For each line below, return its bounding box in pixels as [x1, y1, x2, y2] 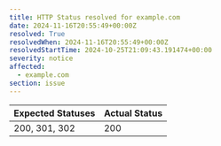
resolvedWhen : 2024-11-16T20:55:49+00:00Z [9, 37, 169, 47]
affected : [9, 63, 46, 72]
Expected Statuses [13, 107, 96, 119]
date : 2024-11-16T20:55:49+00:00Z [9, 21, 138, 30]
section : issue [9, 79, 66, 88]
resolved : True [9, 29, 66, 38]
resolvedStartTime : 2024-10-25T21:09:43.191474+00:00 [9, 46, 213, 55]
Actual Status [103, 107, 162, 119]
